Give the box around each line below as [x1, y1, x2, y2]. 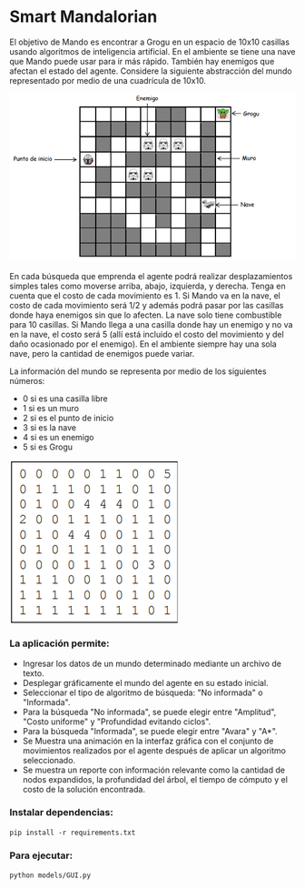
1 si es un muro [22, 403, 80, 414]
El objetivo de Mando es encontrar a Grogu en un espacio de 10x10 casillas [9, 36, 290, 47]
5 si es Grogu [22, 441, 73, 452]
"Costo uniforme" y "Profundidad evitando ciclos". [22, 716, 212, 727]
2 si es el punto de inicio [22, 412, 114, 424]
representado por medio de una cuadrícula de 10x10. [9, 75, 207, 86]
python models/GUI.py [9, 871, 92, 880]
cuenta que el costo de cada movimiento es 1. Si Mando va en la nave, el [9, 290, 281, 301]
